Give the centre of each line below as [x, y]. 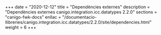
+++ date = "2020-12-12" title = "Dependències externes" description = [78, 7]
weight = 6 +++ [21, 27]
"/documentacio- [79, 17]
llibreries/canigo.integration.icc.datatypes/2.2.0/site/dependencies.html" [78, 22]
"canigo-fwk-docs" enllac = [33, 17]
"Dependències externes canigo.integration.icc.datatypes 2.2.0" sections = [81, 12]
